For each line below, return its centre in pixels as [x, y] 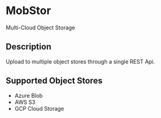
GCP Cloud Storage [39, 108]
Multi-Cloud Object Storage [40, 28]
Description [28, 47]
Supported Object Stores [54, 81]
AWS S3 [25, 102]
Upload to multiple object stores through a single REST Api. [80, 61]
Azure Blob [29, 95]
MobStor [28, 11]
